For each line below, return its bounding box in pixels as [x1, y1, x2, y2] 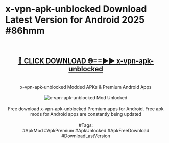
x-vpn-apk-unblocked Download [5, 3, 147, 15]
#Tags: [78, 121, 93, 128]
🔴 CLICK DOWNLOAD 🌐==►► [17, 57, 115, 66]
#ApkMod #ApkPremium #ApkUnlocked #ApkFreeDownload [22, 127, 150, 133]
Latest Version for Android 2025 [5, 14, 145, 26]
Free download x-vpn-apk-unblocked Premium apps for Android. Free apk [8, 106, 164, 112]
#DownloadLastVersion [61, 133, 111, 139]
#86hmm [5, 25, 45, 36]
